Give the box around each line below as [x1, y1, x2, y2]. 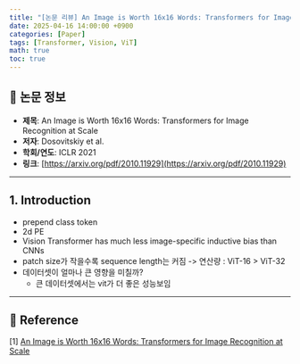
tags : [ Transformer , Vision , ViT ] [9, 37, 138, 47]
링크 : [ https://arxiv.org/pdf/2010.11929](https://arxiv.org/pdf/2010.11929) [21, 158, 287, 169]
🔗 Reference [9, 313, 79, 328]
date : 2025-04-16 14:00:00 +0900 [9, 21, 134, 30]
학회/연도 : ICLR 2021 [21, 146, 96, 157]
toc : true [9, 54, 46, 63]
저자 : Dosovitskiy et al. [21, 136, 104, 146]
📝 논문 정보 [9, 90, 67, 105]
